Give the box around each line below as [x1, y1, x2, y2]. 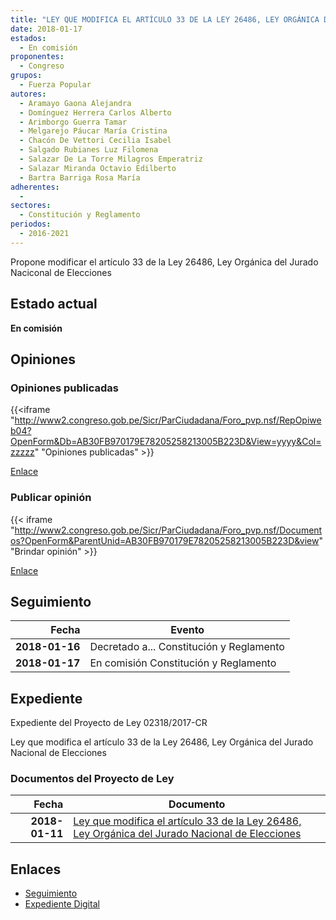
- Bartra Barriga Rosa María [19, 172, 141, 183]
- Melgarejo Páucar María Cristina [19, 126, 168, 136]
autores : [10, 89, 47, 99]
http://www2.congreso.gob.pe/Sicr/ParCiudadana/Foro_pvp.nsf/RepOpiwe [14, 414, 322, 426]
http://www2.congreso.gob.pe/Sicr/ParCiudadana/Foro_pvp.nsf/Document [14, 524, 323, 536]
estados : [10, 33, 47, 43]
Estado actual [10, 296, 98, 313]
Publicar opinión [10, 491, 92, 505]
